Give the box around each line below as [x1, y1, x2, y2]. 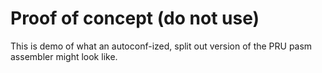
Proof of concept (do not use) [10, 7, 260, 30]
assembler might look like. [10, 50, 118, 62]
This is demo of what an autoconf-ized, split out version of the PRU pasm [10, 40, 313, 52]
